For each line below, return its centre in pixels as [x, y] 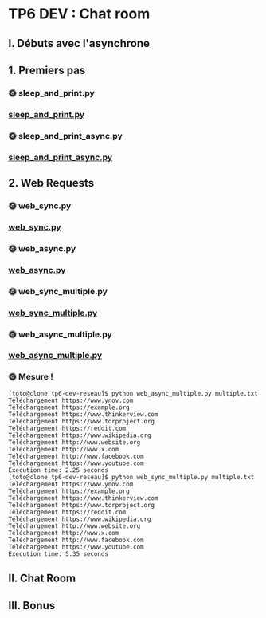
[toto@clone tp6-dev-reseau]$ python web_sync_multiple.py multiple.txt [131, 477]
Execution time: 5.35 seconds [59, 554]
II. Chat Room [42, 579]
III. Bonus [32, 606]
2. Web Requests [51, 183]
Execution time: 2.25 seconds [59, 470]
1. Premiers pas [47, 70]
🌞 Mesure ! [31, 377]
